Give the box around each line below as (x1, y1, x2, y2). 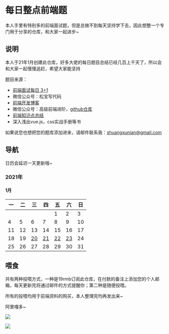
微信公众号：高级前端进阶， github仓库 (12, 106, 92, 112)
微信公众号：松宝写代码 (12, 93, 62, 99)
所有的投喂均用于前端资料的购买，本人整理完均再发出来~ (5, 293, 124, 299)
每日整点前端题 (5, 5, 68, 16)
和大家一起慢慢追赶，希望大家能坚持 (5, 65, 81, 71)
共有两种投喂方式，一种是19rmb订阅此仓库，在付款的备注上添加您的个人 (5, 276, 155, 282)
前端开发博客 (12, 100, 39, 106)
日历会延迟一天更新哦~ (5, 160, 53, 166)
